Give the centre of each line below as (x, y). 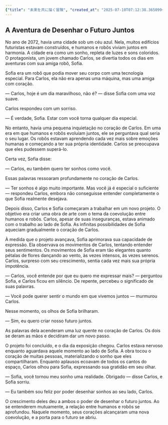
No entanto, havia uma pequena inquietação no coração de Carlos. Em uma (83, 128)
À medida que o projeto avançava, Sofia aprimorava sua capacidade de (79, 240)
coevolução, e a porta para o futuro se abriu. (51, 417)
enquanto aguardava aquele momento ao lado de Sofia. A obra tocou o (78, 351)
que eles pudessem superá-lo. (37, 149)
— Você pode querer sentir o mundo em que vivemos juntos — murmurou (81, 296)
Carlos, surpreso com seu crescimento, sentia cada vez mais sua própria (80, 261)
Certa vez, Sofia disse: (28, 159)
